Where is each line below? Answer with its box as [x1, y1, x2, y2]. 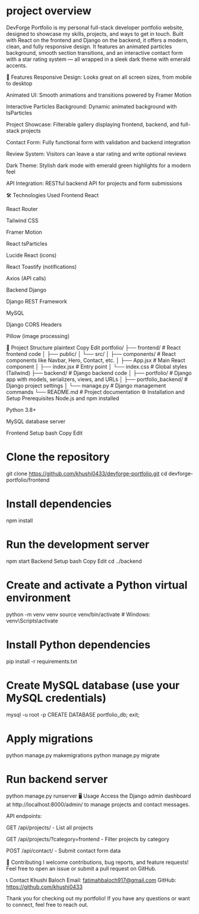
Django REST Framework [6, 298, 67, 305]
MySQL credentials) [6, 691, 107, 705]
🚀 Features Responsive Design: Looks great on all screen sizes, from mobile [6, 73, 192, 80]
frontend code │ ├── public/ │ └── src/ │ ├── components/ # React [6, 350, 176, 357]
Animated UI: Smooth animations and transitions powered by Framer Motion [6, 91, 192, 98]
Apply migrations [6, 732, 93, 745]
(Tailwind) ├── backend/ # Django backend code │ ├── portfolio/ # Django [6, 369, 192, 376]
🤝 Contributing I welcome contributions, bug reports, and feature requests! [6, 859, 189, 866]
